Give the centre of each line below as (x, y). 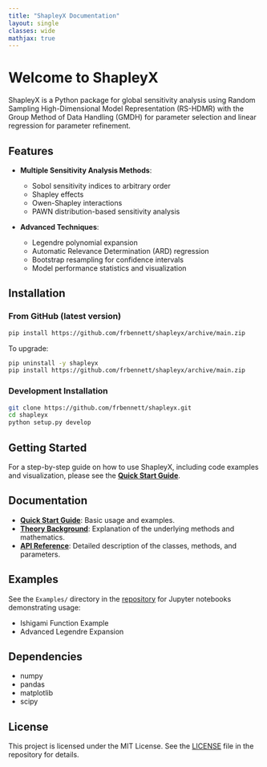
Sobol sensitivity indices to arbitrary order (101, 186)
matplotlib (36, 693)
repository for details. (44, 755)
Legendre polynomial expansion (85, 243)
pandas (32, 684)
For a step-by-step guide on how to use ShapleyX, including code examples (133, 467)
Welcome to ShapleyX (83, 78)
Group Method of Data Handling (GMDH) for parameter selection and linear (132, 117)
